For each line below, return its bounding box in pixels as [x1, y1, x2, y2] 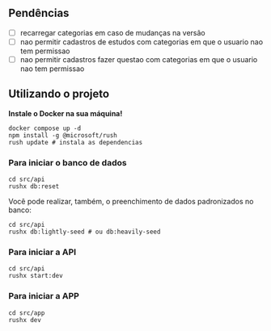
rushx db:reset [8, 182, 60, 191]
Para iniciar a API [8, 246, 77, 258]
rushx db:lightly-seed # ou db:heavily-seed [8, 228, 161, 237]
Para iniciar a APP [8, 291, 79, 302]
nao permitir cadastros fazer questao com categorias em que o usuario [19, 54, 258, 64]
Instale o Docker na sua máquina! [8, 108, 123, 118]
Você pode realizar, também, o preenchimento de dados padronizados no [8, 197, 254, 207]
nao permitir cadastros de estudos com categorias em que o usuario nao [19, 36, 264, 47]
